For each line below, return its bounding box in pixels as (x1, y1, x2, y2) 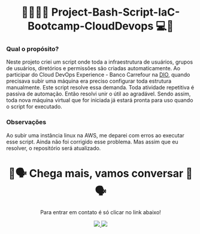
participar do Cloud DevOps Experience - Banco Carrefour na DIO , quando (6, 71, 190, 79)
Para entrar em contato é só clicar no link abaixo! (40, 208, 162, 215)
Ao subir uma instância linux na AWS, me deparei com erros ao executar (6, 131, 184, 139)
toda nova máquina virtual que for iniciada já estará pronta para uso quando (6, 97, 193, 104)
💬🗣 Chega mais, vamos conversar (8, 166, 184, 180)
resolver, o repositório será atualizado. (6, 144, 101, 152)
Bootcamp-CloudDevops (28, 19, 154, 33)
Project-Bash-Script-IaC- (51, 5, 180, 19)
